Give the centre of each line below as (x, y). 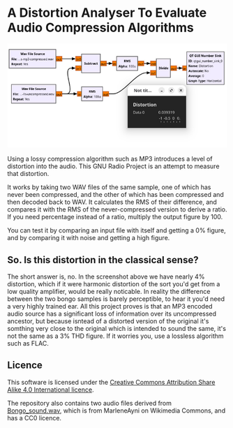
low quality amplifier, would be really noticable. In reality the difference (109, 292)
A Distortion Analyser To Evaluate (107, 13)
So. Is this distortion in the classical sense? (103, 260)
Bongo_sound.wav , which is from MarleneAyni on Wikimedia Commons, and (116, 411)
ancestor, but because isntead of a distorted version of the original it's (108, 321)
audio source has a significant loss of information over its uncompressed (112, 314)
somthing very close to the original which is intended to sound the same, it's (117, 329)
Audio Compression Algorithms (100, 28)
